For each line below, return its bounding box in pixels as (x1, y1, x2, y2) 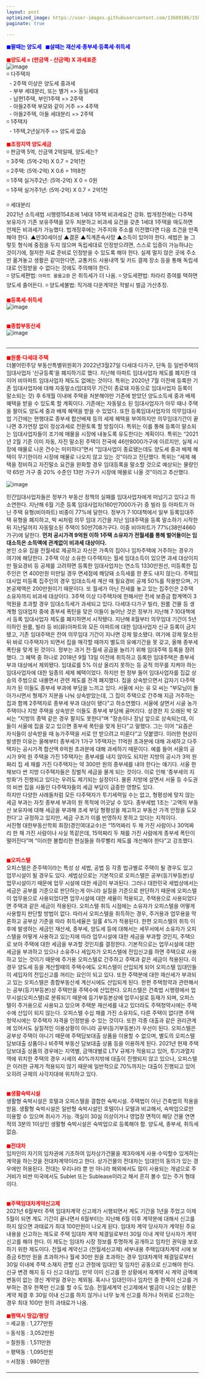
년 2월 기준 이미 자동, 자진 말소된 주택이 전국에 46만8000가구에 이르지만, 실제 (6, 438, 192, 445)
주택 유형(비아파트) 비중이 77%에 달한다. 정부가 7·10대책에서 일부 (12, 508, 169, 516)
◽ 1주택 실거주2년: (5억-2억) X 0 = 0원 (6, 177, 98, 184)
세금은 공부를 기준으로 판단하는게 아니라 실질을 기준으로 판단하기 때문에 (6, 887, 176, 894)
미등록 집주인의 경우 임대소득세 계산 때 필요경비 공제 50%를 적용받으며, (22, 577, 192, 585)
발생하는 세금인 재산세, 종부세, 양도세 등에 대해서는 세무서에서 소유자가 (17, 925, 185, 932)
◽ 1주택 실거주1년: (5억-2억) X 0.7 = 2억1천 (6, 186, 108, 194)
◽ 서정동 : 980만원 (6, 1358, 50, 1366)
